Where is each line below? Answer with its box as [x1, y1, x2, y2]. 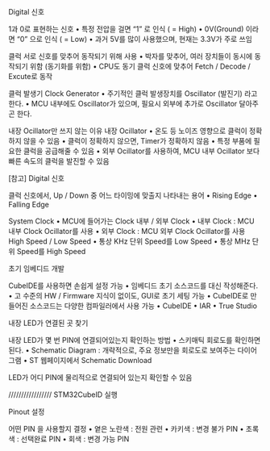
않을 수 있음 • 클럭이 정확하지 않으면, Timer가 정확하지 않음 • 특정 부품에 [23, 136, 252, 145]
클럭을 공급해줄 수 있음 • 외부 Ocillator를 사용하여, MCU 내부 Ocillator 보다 [23, 146, 260, 156]
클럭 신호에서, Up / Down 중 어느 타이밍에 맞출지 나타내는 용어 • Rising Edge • [8, 190, 258, 200]
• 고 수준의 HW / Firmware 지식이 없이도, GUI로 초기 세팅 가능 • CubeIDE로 [8, 291, 249, 300]
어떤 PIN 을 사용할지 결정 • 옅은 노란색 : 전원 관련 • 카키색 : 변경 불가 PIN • [8, 424, 244, 433]
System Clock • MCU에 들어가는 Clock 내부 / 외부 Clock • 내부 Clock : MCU [8, 216, 255, 226]
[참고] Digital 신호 [8, 173, 64, 183]
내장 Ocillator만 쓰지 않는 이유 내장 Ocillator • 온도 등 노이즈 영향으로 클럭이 [8, 126, 247, 136]
